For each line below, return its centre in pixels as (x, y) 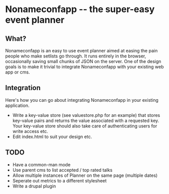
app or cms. (18, 72)
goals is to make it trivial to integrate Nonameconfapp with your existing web (84, 67)
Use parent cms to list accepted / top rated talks (62, 170)
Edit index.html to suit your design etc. (52, 137)
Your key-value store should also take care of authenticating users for (85, 126)
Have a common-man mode (41, 164)
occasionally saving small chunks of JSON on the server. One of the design (83, 61)
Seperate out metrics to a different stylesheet (60, 180)
